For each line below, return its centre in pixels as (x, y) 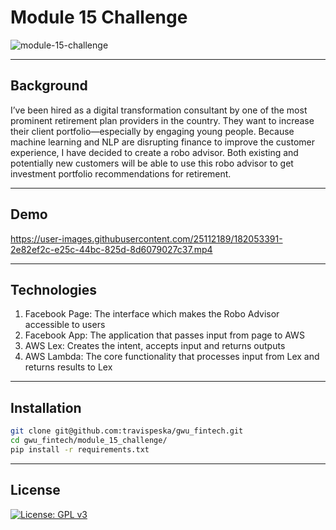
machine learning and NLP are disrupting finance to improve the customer (162, 142)
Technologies (54, 289)
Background (49, 86)
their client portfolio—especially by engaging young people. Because (152, 131)
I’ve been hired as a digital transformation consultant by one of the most (159, 110)
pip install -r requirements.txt (80, 449)
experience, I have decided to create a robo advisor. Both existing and (154, 152)
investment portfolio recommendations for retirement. (121, 173)
